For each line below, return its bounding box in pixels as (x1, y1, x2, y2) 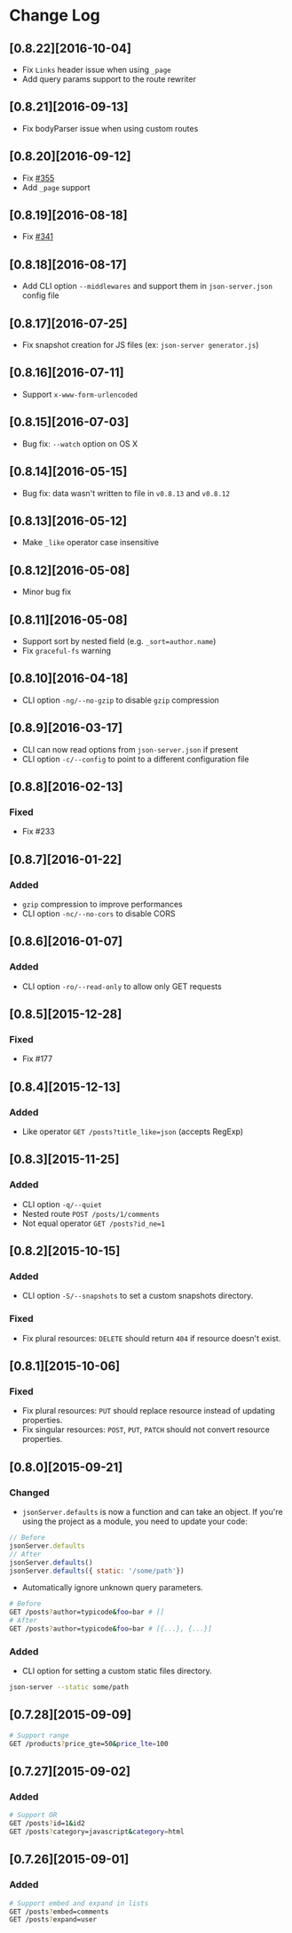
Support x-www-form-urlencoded (21, 389, 138, 399)
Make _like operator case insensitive (21, 537, 160, 548)
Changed (9, 1486, 51, 1499)
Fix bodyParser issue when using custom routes (21, 123, 199, 133)
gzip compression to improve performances (21, 898, 184, 909)
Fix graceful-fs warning (21, 645, 112, 656)
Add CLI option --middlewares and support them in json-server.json (21, 281, 273, 292)
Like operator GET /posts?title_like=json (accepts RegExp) (21, 1126, 244, 1137)
